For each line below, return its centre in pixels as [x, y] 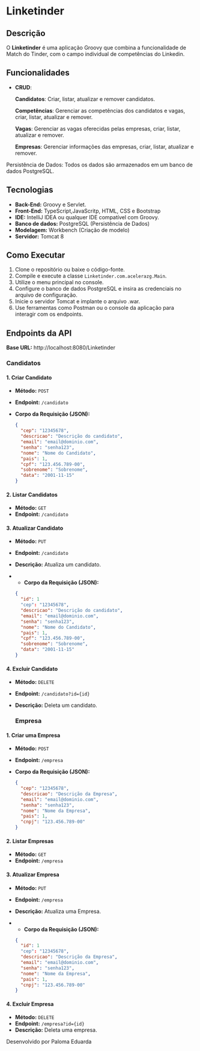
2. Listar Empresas [30, 841]
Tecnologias [30, 190]
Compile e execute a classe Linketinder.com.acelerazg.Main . [91, 276]
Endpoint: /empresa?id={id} [50, 1024]
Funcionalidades [38, 73]
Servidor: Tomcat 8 [39, 236]
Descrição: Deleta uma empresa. [56, 1030]
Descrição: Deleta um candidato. [56, 705]
